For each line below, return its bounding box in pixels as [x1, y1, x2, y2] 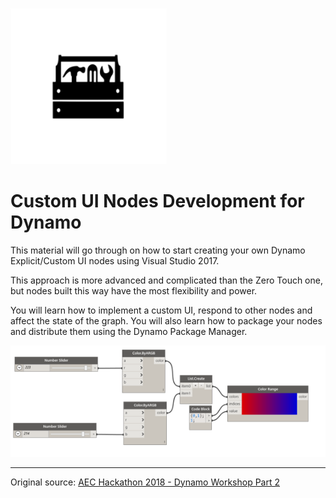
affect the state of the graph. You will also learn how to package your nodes [10, 314, 323, 327]
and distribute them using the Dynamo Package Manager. [10, 325, 248, 337]
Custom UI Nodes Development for [10, 190, 305, 213]
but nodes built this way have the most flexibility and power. [10, 284, 258, 297]
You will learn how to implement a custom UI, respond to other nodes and [10, 304, 313, 316]
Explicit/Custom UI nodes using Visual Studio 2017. [10, 254, 220, 267]
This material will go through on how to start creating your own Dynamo [10, 244, 306, 256]
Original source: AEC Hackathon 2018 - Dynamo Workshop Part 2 [10, 476, 280, 488]
